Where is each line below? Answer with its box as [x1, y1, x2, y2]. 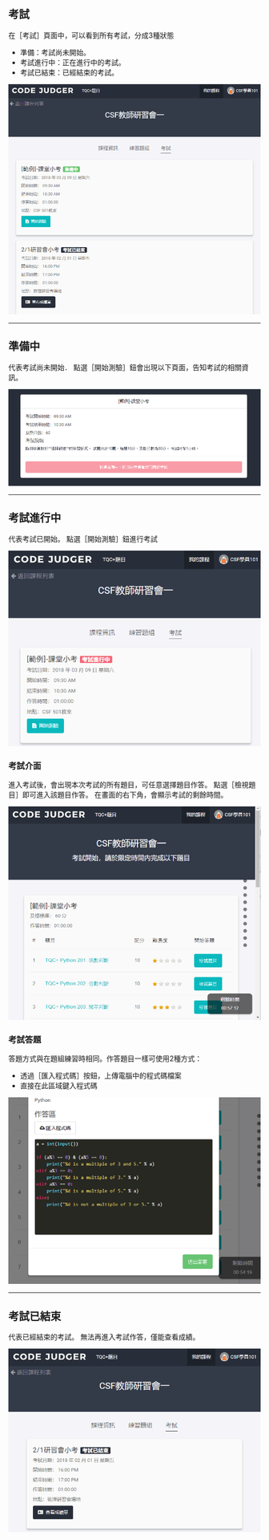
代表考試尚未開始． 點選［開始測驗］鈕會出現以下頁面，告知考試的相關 [8, 362, 242, 372]
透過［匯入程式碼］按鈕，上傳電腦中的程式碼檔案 [19, 1071, 182, 1081]
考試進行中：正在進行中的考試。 [19, 57, 126, 67]
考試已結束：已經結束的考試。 [19, 67, 118, 77]
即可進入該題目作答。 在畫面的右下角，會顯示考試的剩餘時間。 [22, 790, 228, 799]
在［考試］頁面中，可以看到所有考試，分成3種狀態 [8, 30, 175, 40]
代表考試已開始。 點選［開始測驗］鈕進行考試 [8, 534, 158, 543]
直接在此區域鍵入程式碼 [19, 1081, 98, 1091]
